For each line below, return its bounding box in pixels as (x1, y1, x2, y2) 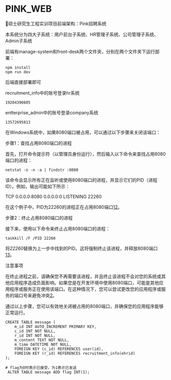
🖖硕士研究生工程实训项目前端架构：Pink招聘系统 (5, 20, 107, 26)
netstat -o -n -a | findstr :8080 (5, 167, 79, 172)
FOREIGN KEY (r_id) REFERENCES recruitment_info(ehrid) (14, 350, 136, 356)
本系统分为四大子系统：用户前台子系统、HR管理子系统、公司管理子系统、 (5, 31, 159, 37)
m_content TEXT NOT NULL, (14, 337, 70, 342)
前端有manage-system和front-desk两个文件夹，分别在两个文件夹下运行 (5, 48, 155, 54)
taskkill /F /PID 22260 (5, 236, 56, 241)
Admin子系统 (5, 38, 33, 44)
